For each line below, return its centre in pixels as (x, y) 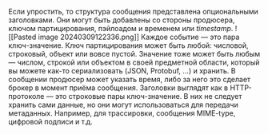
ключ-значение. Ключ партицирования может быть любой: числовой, (129, 45)
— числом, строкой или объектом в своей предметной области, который (134, 62)
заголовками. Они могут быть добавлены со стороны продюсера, (122, 20)
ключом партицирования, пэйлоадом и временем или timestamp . (121, 28)
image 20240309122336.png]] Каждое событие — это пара (139, 37)
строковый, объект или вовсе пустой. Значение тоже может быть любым (134, 54)
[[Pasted (22, 37)
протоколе (26, 96)
